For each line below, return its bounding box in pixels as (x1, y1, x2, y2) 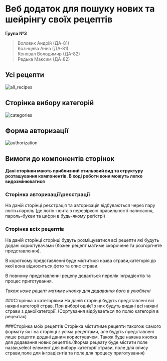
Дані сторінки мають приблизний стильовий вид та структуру (5, 168, 143, 174)
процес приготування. (5, 278, 53, 284)
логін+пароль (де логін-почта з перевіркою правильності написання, (5, 208, 154, 214)
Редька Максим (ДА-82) (17, 56, 70, 62)
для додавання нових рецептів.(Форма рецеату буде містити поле (5, 339, 148, 345)
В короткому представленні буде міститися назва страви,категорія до (5, 257, 156, 263)
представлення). (5, 247, 41, 254)
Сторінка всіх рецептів (5, 226, 64, 233)
